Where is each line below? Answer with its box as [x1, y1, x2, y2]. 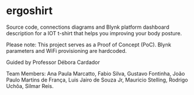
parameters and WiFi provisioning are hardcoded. [6, 47, 127, 54]
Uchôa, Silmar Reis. [6, 82, 54, 89]
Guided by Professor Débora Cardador [6, 59, 101, 66]
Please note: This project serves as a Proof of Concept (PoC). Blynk [6, 41, 172, 48]
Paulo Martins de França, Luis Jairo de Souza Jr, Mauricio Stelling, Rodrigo [6, 76, 188, 83]
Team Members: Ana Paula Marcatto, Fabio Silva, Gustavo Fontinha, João [6, 70, 185, 77]
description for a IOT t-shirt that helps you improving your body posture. [6, 29, 182, 36]
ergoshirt [6, 4, 53, 18]
